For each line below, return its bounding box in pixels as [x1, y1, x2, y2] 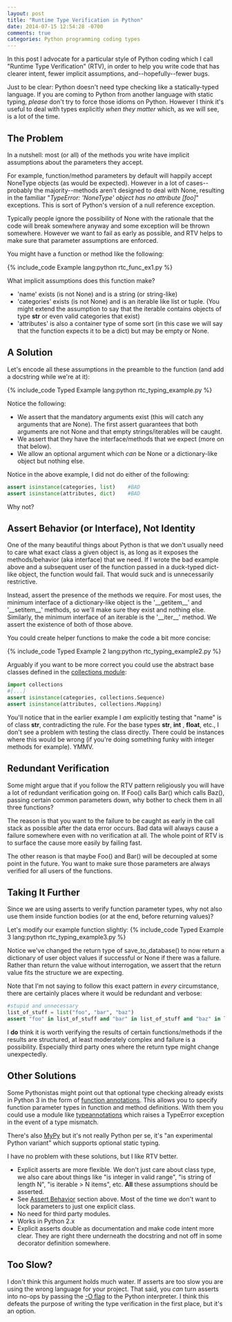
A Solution [7, 347, 53, 358]
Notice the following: [7, 399, 66, 407]
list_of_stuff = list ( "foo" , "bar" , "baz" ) [7, 1009, 135, 1016]
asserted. [17, 1187, 45, 1195]
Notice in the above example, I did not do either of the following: [7, 470, 190, 478]
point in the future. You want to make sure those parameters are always [7, 859, 211, 867]
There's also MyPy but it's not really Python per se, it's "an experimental [7, 1131, 213, 1139]
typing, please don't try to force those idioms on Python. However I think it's [7, 98, 224, 106]
